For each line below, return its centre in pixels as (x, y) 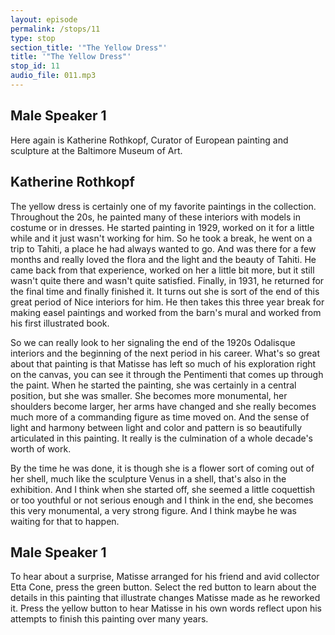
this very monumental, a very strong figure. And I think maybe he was (153, 510)
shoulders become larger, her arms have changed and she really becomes (163, 406)
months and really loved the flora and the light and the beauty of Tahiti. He (163, 259)
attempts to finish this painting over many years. (109, 619)
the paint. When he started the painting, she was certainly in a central (153, 385)
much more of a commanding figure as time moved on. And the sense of (160, 417)
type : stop (33, 38)
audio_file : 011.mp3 (53, 76)
